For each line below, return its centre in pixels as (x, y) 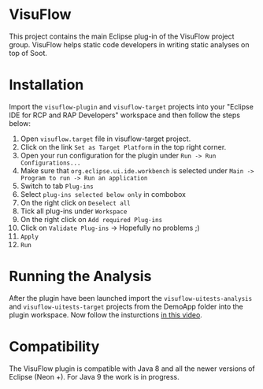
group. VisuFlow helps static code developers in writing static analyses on (129, 44)
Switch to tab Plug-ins (57, 186)
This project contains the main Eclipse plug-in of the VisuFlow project (122, 36)
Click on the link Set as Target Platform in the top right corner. (123, 146)
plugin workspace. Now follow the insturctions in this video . (106, 315)
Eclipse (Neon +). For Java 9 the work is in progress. (94, 376)
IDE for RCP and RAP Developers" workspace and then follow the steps (125, 115)
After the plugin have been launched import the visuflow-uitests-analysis (131, 298)
